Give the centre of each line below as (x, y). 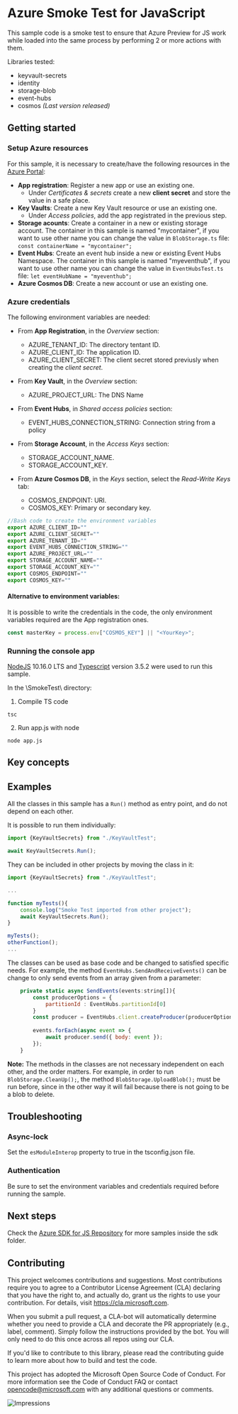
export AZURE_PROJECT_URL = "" (50, 554)
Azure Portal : (27, 171)
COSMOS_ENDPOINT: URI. (67, 500)
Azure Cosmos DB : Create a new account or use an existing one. (113, 283)
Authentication (34, 1171)
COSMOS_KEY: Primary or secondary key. (90, 508)
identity (29, 82)
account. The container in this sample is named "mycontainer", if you (118, 230)
